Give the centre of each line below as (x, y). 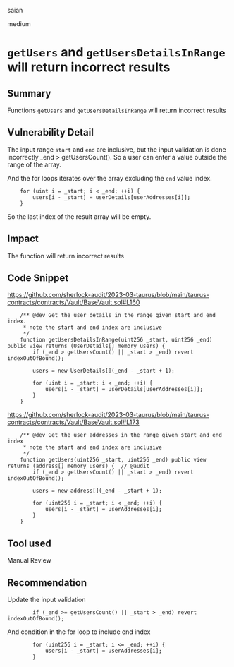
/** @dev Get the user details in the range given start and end (118, 316)
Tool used (29, 543)
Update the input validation (47, 600)
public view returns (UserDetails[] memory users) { (86, 346)
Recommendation (47, 583)
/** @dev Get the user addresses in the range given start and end (121, 435)
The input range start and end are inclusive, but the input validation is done (117, 149)
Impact (23, 239)
